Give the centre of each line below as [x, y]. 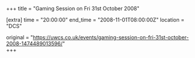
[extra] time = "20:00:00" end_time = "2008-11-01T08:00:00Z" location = [95, 20]
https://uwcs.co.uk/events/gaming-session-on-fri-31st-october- [111, 37]
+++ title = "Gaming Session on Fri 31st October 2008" [73, 8]
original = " [20, 37]
